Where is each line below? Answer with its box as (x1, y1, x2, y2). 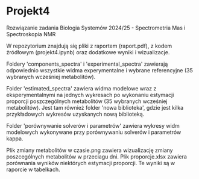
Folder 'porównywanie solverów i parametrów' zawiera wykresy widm (6, 122, 180, 129)
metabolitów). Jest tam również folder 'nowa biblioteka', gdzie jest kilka (6, 104, 184, 111)
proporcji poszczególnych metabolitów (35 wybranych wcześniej (6, 98, 168, 105)
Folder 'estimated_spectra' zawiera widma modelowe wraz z (6, 84, 157, 92)
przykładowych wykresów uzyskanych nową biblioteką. (6, 110, 145, 118)
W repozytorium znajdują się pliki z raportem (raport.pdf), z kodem (6, 42, 172, 49)
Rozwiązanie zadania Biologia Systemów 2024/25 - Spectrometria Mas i (6, 24, 186, 31)
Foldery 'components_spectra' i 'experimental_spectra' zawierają (6, 60, 168, 68)
